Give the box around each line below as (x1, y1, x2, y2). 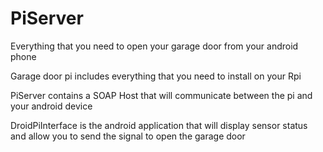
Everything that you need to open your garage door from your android (10, 40, 299, 52)
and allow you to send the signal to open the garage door (10, 130, 246, 142)
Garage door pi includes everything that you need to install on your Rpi (10, 70, 302, 82)
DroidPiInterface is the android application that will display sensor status (10, 119, 308, 131)
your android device (10, 100, 93, 112)
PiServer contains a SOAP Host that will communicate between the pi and (10, 89, 313, 101)
